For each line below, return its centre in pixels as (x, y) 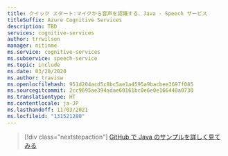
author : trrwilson (34, 39)
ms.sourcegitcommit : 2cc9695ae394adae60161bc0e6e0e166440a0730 (100, 90)
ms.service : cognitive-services (54, 52)
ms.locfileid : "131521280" (46, 116)
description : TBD (32, 26)
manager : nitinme (32, 46)
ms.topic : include (34, 65)
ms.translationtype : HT (42, 97)
